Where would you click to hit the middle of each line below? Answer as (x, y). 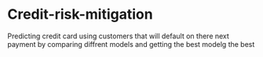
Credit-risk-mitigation (80, 14)
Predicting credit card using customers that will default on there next (118, 36)
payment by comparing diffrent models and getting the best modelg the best (131, 44)
